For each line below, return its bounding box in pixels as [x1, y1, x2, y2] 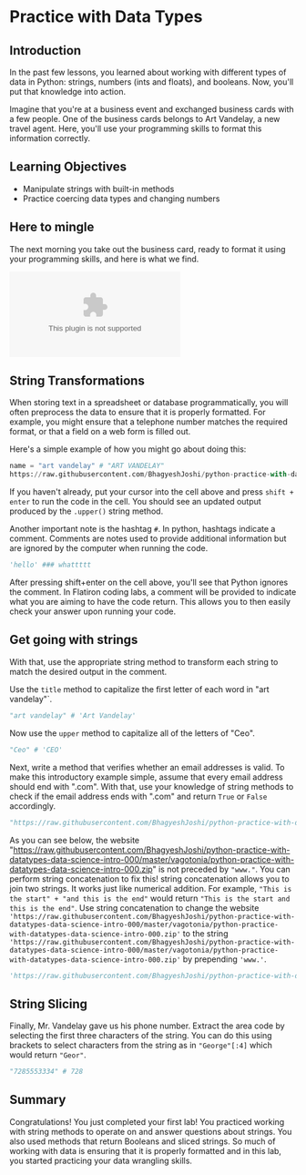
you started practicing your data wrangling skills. [9, 1155, 193, 1166]
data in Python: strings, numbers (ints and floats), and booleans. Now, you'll [9, 77, 294, 87]
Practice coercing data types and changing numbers [22, 193, 220, 204]
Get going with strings [9, 632, 138, 648]
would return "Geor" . [9, 1049, 87, 1060]
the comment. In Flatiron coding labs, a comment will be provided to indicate [9, 587, 297, 598]
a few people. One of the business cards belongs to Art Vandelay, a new [9, 114, 280, 124]
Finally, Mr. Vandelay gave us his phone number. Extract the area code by [9, 1020, 285, 1031]
